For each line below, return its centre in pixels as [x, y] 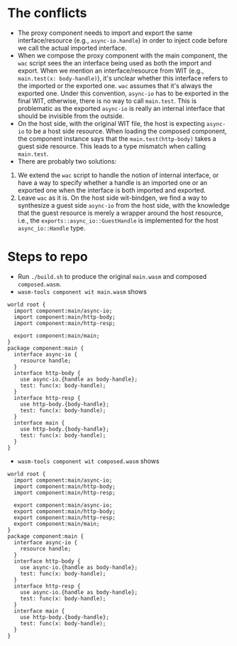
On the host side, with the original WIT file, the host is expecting [111, 123]
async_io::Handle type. [51, 228]
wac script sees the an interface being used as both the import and [114, 63]
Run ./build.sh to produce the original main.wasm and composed [112, 276]
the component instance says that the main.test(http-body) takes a [117, 138]
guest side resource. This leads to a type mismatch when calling [112, 146]
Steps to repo [48, 257]
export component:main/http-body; [65, 511]
